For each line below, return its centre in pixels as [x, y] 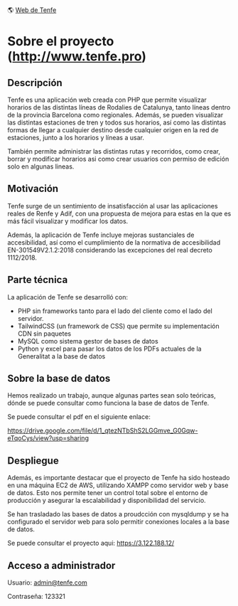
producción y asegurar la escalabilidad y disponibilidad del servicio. [107, 501]
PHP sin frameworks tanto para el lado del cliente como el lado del [115, 311]
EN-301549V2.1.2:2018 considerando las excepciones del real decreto [110, 250]
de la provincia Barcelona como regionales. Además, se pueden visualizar [115, 115]
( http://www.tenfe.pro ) [77, 57]
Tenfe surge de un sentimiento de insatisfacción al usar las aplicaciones [113, 206]
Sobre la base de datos [59, 379]
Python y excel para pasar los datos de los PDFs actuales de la [109, 349]
